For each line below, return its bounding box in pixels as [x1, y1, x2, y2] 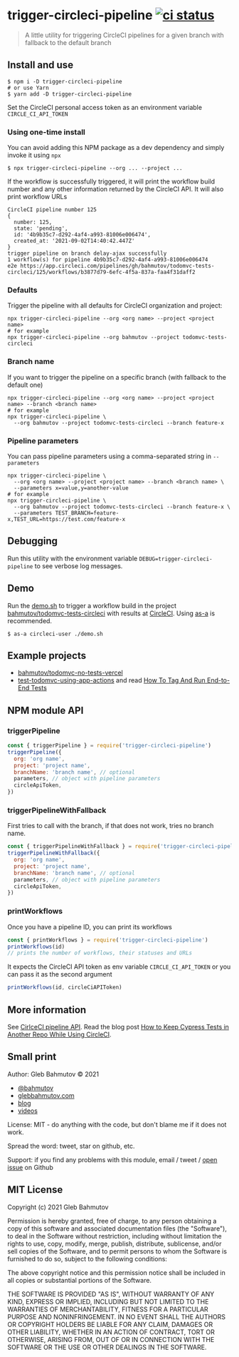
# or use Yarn [7, 84, 50, 91]
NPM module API [7, 704, 84, 717]
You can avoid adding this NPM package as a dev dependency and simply [7, 143, 225, 152]
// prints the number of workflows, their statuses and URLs [7, 949, 193, 957]
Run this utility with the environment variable [7, 554, 138, 563]
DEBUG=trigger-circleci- [139, 555, 213, 563]
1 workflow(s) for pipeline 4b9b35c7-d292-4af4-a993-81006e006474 [7, 256, 208, 263]
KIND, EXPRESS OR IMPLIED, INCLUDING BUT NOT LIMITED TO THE [7, 1297, 209, 1306]
